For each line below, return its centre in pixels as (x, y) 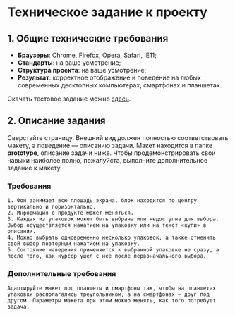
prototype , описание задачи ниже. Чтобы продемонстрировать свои (112, 153)
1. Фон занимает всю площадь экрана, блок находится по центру (102, 201)
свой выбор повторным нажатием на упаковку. (74, 244)
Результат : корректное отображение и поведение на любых (109, 77)
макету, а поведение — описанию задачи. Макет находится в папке (110, 145)
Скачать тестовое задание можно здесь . (69, 99)
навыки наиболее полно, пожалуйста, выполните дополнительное (108, 160)
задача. (19, 307)
